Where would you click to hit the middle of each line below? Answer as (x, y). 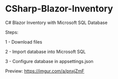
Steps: (12, 32)
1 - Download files (24, 42)
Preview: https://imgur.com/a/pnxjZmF (45, 71)
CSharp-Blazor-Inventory (59, 9)
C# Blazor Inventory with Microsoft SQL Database (56, 22)
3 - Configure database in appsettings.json (49, 61)
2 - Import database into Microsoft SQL (45, 51)
